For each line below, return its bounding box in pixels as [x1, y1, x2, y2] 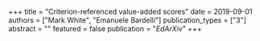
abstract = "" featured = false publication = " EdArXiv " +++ [8, 24, 203, 33]
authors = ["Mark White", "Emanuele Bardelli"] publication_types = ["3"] [8, 15, 247, 25]
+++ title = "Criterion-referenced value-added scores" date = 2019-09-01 [8, 7, 253, 16]
